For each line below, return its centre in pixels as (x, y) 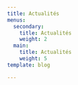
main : (21, 46)
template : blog (29, 65)
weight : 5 (34, 59)
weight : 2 (34, 39)
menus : (16, 20)
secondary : (29, 26)
